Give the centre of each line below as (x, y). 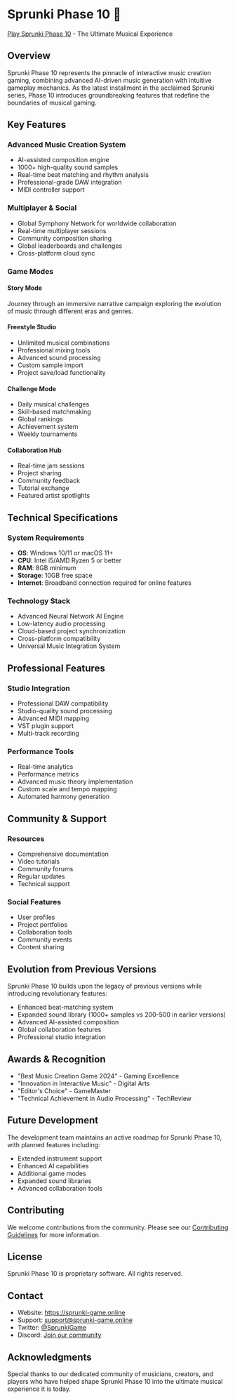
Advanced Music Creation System (67, 145)
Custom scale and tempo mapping (67, 789)
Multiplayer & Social (42, 208)
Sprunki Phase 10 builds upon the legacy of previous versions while (105, 986)
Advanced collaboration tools (60, 1188)
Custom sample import (50, 365)
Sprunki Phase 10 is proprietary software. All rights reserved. (95, 1274)
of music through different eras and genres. (70, 311)
